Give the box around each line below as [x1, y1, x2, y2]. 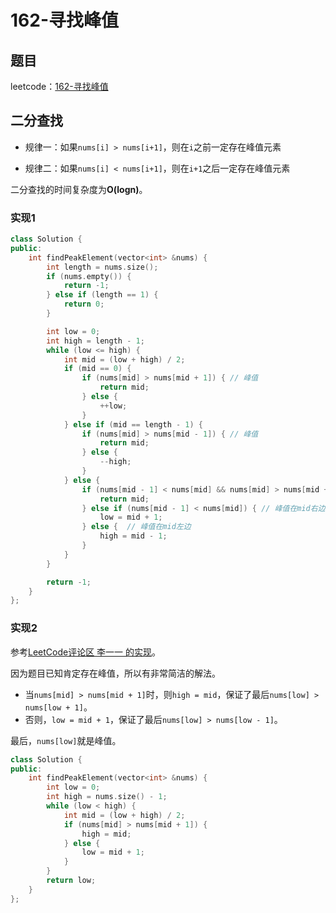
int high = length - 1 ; [46, 336, 145, 346]
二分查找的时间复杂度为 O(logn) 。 [10, 183, 148, 195]
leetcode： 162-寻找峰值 [10, 81, 109, 92]
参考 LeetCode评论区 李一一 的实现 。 [10, 646, 162, 658]
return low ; [46, 876, 97, 886]
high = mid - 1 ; [99, 531, 168, 541]
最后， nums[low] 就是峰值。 [10, 734, 122, 746]
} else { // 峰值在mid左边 [81, 522, 192, 532]
